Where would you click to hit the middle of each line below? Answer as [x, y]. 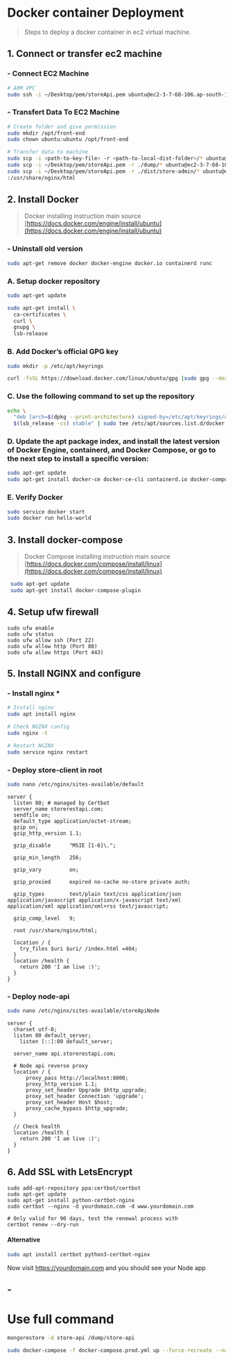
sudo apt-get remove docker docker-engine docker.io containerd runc [110, 263]
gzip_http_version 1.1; [48, 833]
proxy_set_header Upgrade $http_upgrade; [86, 1090]
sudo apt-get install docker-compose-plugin [75, 590]
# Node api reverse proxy [51, 1066]
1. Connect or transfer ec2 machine [85, 54]
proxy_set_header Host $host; [69, 1102]
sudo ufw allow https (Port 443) [55, 652]
